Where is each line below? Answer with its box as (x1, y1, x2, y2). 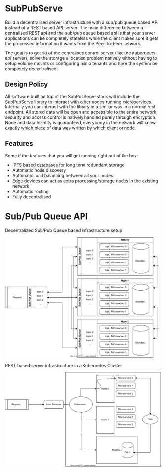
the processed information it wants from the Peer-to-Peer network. (5, 40, 142, 46)
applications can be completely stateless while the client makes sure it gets (5, 35, 159, 41)
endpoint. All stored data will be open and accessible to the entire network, (5, 109, 158, 115)
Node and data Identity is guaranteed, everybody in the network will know (5, 119, 156, 125)
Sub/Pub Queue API (5, 211, 88, 222)
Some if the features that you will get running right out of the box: (5, 152, 138, 158)
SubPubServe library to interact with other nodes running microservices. (5, 99, 153, 105)
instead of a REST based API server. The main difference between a (5, 24, 143, 30)
